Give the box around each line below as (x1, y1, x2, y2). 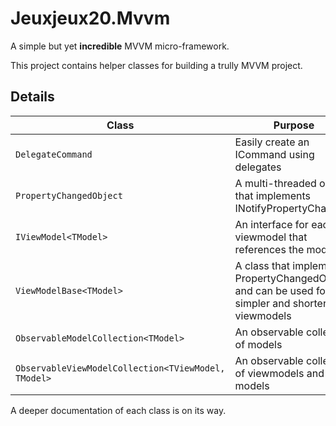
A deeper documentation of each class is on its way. (10, 404, 227, 416)
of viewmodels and (234, 366, 325, 380)
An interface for (234, 217, 309, 231)
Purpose (273, 118, 315, 132)
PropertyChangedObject (15, 190, 123, 201)
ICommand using (234, 147, 315, 161)
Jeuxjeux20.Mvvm (10, 7, 171, 30)
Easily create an (234, 135, 310, 149)
